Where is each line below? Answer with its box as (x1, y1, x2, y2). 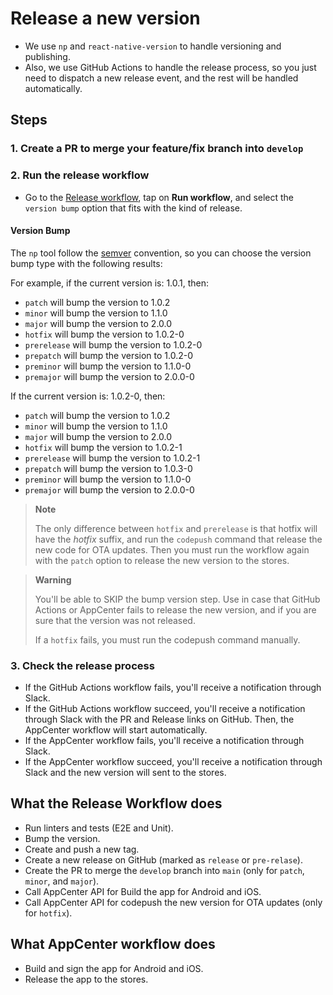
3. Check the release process (10, 658, 155, 672)
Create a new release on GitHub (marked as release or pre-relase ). (24, 853, 303, 866)
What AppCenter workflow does (10, 936, 216, 953)
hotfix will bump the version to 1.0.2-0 (24, 328, 185, 340)
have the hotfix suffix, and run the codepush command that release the (34, 533, 323, 545)
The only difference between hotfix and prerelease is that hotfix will (34, 522, 318, 534)
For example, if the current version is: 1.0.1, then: (10, 277, 210, 289)
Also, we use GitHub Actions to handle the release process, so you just (24, 61, 317, 73)
